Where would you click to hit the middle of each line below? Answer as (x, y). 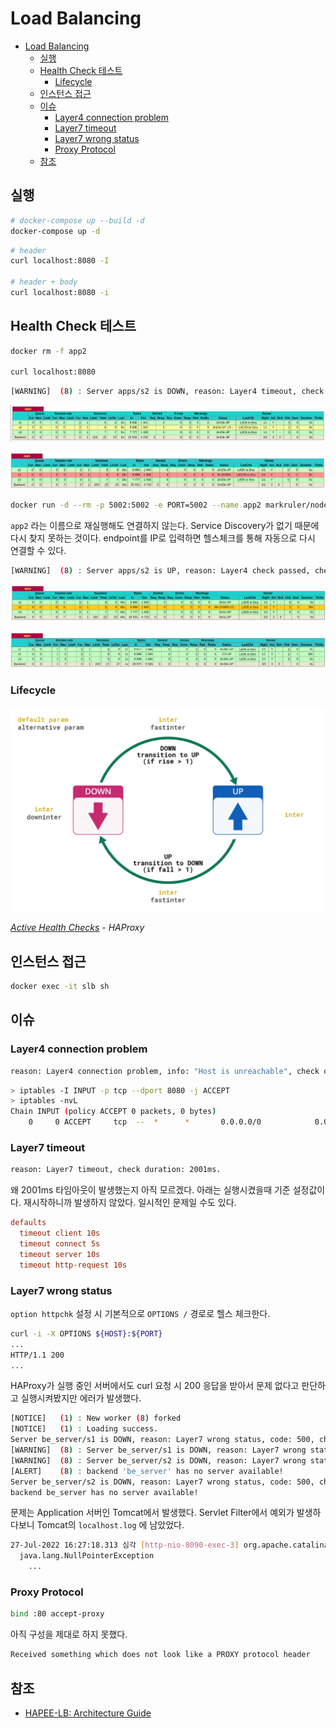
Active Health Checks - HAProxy (77, 928)
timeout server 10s (60, 1254)
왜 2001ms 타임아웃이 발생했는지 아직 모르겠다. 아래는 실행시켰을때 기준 (150, 1190)
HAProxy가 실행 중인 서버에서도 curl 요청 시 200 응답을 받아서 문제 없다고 (155, 1386)
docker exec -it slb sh (60, 987)
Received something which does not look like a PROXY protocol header (160, 1655)
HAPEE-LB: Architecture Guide (88, 1713)
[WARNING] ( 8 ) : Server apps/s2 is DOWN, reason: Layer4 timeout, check (167, 392)
